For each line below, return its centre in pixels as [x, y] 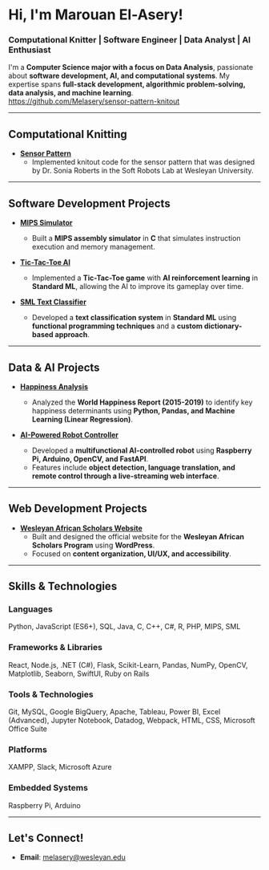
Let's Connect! [46, 838]
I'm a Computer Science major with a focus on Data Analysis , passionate [131, 67]
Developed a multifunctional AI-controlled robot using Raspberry [142, 450]
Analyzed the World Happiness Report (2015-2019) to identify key [142, 402]
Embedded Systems [48, 788]
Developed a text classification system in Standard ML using [134, 318]
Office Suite [28, 729]
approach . [72, 335]
